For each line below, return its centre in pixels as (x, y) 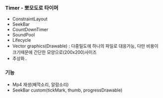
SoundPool (24, 35)
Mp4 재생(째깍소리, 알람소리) (40, 84)
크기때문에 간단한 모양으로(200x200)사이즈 (54, 52)
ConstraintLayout (30, 19)
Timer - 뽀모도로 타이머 (32, 7)
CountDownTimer (30, 30)
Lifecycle (22, 40)
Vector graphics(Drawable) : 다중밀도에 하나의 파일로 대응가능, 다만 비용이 (85, 46)
